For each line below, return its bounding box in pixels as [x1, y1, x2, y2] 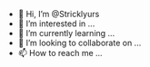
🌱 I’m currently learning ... [17, 28, 115, 38]
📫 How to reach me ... [17, 48, 103, 58]
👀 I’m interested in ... [17, 18, 95, 29]
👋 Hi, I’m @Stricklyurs [17, 9, 100, 19]
